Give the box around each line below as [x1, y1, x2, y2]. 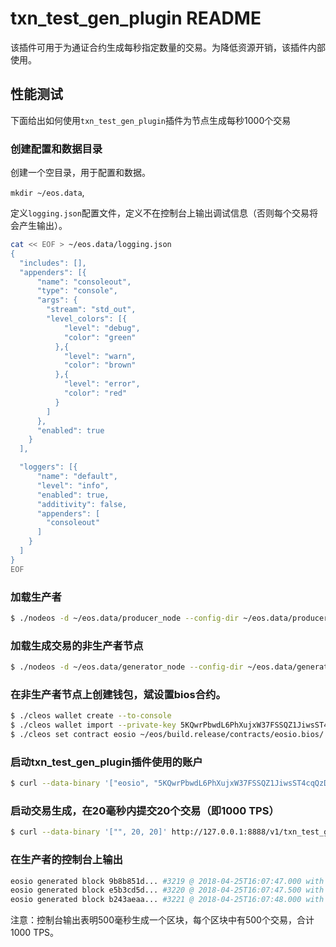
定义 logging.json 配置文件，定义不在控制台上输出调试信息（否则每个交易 [10, 207, 310, 219]
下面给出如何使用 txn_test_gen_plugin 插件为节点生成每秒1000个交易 [10, 114, 292, 126]
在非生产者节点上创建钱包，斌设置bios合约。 [10, 687, 227, 701]
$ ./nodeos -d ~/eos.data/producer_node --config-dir [10, 613, 240, 623]
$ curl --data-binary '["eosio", [10, 778, 150, 789]
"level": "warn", [63, 351, 137, 361]
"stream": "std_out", [46, 305, 137, 315]
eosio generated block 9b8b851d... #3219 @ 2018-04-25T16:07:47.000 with [10, 876, 325, 886]
